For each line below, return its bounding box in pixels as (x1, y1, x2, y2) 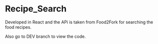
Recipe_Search (5, 3, 67, 14)
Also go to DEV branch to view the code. (5, 33, 86, 39)
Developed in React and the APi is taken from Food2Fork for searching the (5, 19, 154, 25)
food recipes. (5, 24, 32, 30)
